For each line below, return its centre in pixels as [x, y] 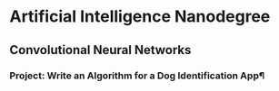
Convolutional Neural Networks [100, 50]
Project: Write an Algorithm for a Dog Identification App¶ [137, 76]
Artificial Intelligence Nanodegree [140, 17]
